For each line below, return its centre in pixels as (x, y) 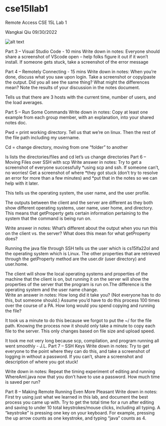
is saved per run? (23, 382)
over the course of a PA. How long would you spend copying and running (80, 305)
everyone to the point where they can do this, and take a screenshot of (78, 351)
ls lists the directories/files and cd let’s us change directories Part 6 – (76, 157)
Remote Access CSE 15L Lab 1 (36, 22)
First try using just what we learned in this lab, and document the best (77, 397)
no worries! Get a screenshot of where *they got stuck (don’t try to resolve (82, 173)
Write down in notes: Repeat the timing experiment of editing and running (80, 371)
